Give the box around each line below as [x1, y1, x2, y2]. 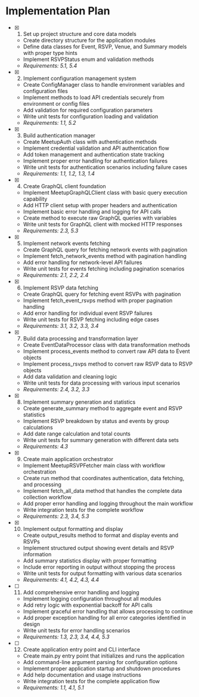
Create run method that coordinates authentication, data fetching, [23, 474, 185, 481]
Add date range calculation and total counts [23, 430, 130, 437]
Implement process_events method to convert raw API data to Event [23, 348, 190, 355]
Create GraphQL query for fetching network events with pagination [23, 246, 188, 253]
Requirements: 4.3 [23, 443, 69, 450]
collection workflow [23, 493, 72, 501]
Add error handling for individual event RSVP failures [23, 309, 153, 317]
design [23, 620, 40, 628]
